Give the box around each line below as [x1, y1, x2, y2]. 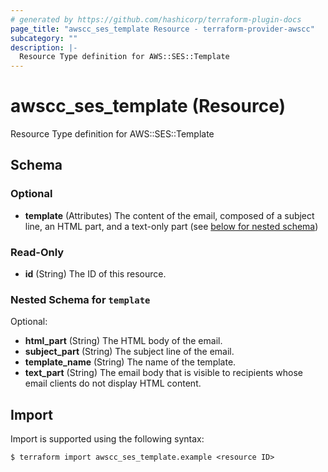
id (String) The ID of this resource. [24, 268, 167, 280]
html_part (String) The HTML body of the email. [24, 335, 223, 347]
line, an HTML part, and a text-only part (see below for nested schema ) [24, 220, 319, 232]
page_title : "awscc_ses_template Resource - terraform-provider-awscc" [10, 24, 315, 34]
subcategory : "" [10, 33, 78, 43]
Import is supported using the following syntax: [10, 433, 205, 445]
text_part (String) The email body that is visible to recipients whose [24, 367, 304, 379]
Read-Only [10, 245, 65, 259]
